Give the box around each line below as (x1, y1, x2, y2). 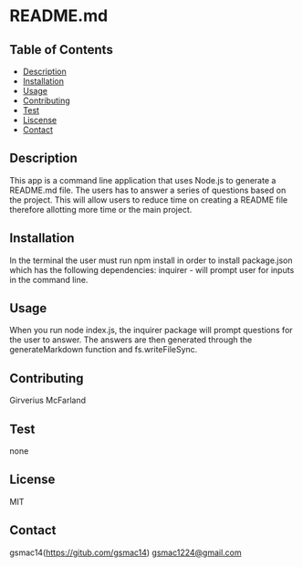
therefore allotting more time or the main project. (9, 204, 193, 215)
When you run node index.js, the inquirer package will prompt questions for (9, 325, 294, 336)
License (9, 472, 56, 488)
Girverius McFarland (9, 394, 87, 406)
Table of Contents (9, 42, 114, 58)
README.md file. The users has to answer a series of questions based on (9, 184, 287, 195)
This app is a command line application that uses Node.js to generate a (9, 174, 277, 185)
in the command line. (9, 274, 89, 285)
